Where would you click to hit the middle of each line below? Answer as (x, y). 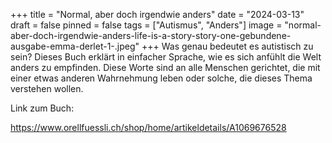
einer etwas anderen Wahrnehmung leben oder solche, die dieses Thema (161, 78)
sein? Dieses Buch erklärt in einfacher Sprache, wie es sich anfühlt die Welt (166, 57)
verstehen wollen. (47, 88)
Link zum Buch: (42, 108)
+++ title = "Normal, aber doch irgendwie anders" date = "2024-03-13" (157, 14)
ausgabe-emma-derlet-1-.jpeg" (75, 46)
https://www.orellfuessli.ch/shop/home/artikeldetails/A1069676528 (148, 127)
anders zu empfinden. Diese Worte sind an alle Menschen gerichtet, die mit (165, 67)
